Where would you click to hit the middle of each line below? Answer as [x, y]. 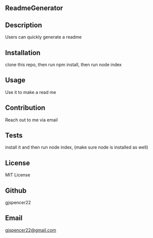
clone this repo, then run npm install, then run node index [64, 65]
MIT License [18, 175]
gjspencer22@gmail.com [31, 230]
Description [24, 25]
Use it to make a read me [31, 92]
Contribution [25, 108]
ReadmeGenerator [34, 8]
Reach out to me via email [31, 120]
